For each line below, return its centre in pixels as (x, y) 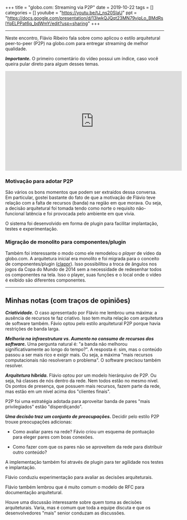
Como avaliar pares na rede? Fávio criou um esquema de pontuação (83, 432)
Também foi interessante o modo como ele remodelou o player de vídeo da (83, 253)
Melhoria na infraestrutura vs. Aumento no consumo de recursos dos (80, 339)
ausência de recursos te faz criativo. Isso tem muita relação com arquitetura (84, 318)
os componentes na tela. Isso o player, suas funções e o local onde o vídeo (83, 274)
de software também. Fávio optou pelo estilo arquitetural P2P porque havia (83, 324)
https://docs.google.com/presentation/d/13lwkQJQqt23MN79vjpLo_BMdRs (85, 18)
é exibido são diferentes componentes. (46, 280)
